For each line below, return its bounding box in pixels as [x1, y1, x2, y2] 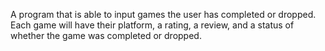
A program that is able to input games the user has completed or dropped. [10, 9, 317, 20]
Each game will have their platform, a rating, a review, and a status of [10, 19, 295, 31]
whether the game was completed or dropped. [10, 30, 202, 41]
